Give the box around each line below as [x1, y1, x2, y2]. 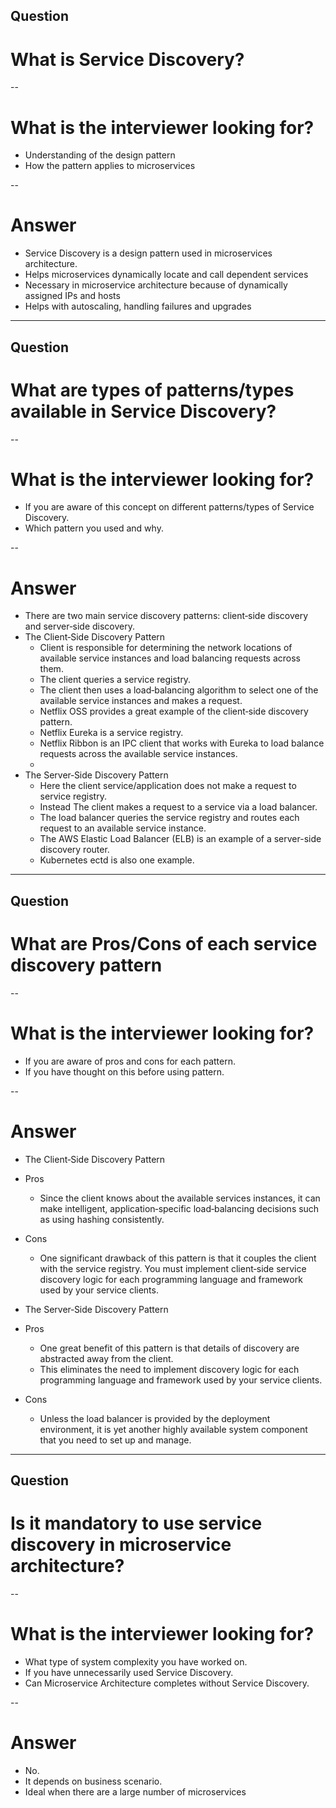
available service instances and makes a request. [39, 695, 243, 707]
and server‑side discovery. [24, 620, 135, 633]
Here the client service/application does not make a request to [39, 780, 297, 792]
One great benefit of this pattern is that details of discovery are [39, 1342, 300, 1354]
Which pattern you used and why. [24, 522, 164, 534]
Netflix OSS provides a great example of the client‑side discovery [39, 705, 309, 718]
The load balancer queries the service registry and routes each [39, 812, 300, 824]
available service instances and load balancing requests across [39, 652, 301, 664]
